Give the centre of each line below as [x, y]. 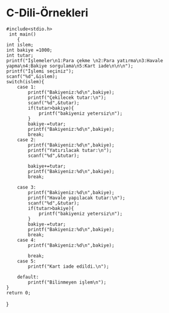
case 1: [27, 87]
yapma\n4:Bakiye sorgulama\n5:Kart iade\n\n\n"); [70, 66]
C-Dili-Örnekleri [47, 13]
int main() [22, 34]
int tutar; [20, 55]
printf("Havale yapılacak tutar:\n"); [77, 198]
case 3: [27, 187]
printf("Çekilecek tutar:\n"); [67, 97]
